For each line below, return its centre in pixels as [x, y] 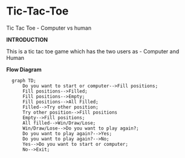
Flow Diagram [24, 69]
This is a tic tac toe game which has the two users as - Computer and [93, 51]
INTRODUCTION [27, 39]
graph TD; [24, 81]
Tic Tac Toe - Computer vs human [49, 28]
